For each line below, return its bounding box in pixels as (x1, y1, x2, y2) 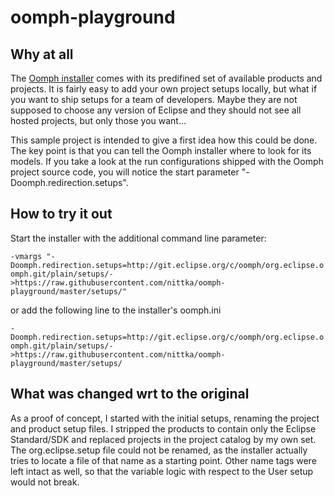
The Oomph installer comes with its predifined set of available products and (10, 72, 323, 84)
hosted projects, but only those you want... (10, 115, 187, 126)
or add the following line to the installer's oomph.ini (10, 304, 222, 316)
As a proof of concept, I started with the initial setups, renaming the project (10, 412, 320, 424)
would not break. (10, 476, 80, 488)
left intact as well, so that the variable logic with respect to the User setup (10, 465, 314, 477)
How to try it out (10, 206, 113, 223)
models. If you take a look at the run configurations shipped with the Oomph (10, 156, 324, 167)
